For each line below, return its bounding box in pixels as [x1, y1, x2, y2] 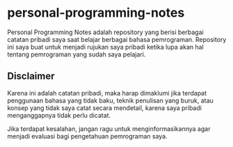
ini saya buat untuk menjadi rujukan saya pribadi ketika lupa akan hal [7, 42, 204, 51]
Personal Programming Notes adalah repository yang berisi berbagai [7, 28, 204, 36]
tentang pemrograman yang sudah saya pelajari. [7, 50, 146, 59]
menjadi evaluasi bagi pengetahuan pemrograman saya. [7, 132, 168, 140]
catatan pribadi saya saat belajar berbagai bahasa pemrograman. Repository [7, 35, 227, 43]
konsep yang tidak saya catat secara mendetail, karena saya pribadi [7, 103, 202, 112]
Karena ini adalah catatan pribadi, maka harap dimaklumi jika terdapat [7, 88, 207, 97]
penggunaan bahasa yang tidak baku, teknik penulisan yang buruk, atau [7, 96, 214, 105]
